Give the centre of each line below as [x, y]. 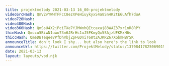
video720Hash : [20, 19]
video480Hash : [20, 24]
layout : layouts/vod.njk [31, 56]
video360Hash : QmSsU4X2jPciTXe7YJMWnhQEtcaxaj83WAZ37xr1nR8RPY [73, 28]
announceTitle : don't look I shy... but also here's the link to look [81, 42]
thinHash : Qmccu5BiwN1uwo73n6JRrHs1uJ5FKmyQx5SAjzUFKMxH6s [68, 33]
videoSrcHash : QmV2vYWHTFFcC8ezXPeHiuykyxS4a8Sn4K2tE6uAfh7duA [73, 14]
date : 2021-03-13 [23, 51]
